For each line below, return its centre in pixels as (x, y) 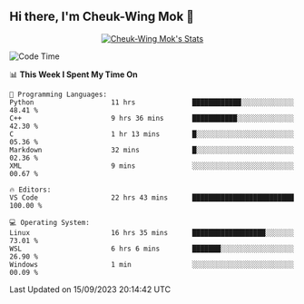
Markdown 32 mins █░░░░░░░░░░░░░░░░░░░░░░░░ (152, 150)
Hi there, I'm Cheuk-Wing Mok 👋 (102, 17)
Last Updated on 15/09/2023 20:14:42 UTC (90, 289)
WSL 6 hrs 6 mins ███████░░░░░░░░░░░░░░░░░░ (152, 249)
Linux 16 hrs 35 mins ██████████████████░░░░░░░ (152, 232)
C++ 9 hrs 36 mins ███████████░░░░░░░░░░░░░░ (152, 118)
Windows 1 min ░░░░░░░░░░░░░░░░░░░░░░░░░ (152, 264)
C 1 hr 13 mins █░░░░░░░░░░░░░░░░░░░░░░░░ (152, 134)
